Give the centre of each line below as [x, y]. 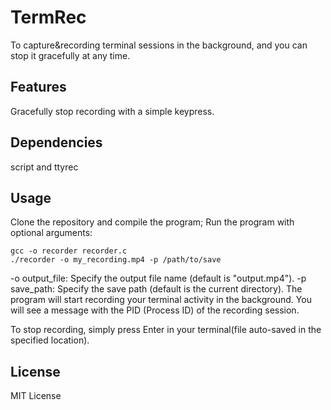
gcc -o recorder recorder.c [69, 251]
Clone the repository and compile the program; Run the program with [152, 222]
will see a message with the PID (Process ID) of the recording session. [155, 310]
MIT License [36, 396]
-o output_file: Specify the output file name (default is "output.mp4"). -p [158, 278]
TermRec [48, 17]
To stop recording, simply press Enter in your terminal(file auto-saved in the [166, 330]
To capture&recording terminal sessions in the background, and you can [159, 45]
